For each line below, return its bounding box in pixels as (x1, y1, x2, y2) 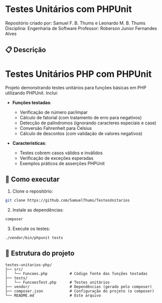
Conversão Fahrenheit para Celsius (19, 125, 92, 131)
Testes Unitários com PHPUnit (5, 3, 132, 15)
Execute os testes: (12, 226, 51, 232)
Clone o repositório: (12, 188, 53, 194)
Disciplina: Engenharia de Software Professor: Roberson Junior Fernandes (5, 25, 158, 31)
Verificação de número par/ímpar (19, 109, 88, 115)
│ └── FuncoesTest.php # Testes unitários (5, 280, 110, 285)
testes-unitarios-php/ (5, 262, 52, 268)
